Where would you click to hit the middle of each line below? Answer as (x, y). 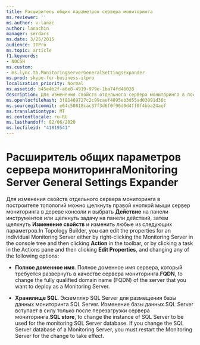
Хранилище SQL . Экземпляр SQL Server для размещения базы (96, 297)
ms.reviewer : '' (26, 17)
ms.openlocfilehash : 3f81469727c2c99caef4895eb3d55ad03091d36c (86, 100)
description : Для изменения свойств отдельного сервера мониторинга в (96, 95)
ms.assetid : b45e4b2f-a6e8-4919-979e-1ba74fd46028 (70, 89)
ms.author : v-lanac (30, 23)
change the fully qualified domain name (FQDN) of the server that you (100, 280)
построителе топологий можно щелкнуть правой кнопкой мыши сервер (98, 205)
